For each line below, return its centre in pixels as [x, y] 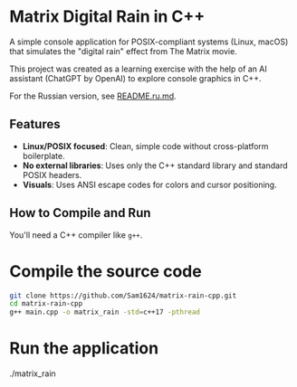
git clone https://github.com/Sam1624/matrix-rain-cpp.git [123, 296]
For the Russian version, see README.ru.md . [93, 96]
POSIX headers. [52, 175]
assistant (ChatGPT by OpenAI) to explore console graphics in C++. [135, 78]
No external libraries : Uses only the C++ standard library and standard [155, 165]
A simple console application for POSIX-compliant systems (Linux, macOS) [149, 42]
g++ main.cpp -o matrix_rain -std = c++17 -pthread [105, 312]
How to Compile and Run [80, 213]
